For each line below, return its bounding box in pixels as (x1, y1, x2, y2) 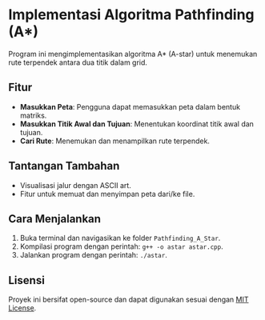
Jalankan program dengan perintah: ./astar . (19, 250, 168, 260)
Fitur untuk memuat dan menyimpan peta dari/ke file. (19, 189, 195, 198)
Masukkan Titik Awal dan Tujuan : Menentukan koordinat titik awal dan (19, 118, 255, 129)
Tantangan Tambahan (8, 159, 120, 173)
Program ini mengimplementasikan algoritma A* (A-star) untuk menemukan (8, 49, 258, 58)
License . (8, 303, 37, 313)
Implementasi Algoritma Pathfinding (8, 6, 255, 24)
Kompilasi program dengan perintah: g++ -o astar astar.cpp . (19, 242, 223, 251)
